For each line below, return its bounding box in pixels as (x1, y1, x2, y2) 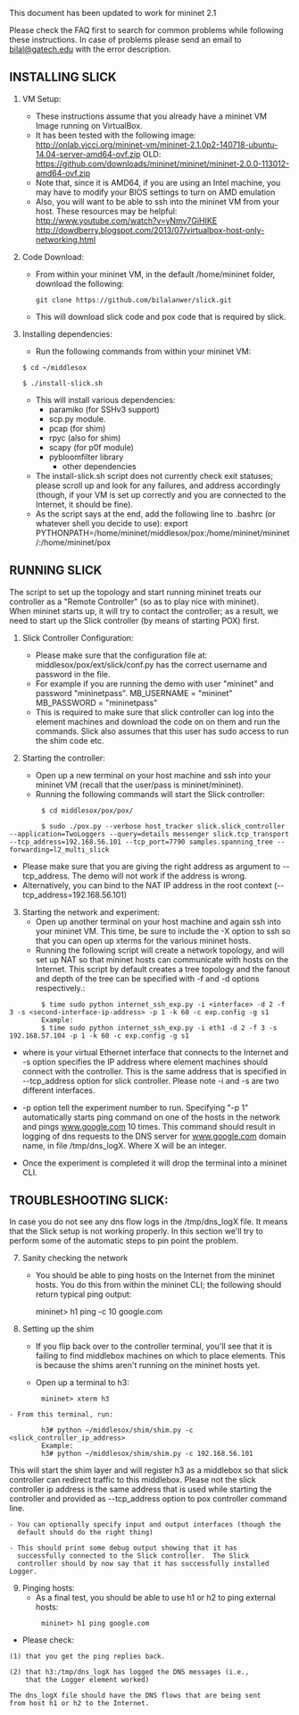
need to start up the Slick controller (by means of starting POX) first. (9, 615, 261, 626)
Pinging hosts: (21, 1583, 76, 1593)
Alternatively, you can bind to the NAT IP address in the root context (21, 879, 272, 890)
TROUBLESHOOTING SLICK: (9, 1193, 169, 1208)
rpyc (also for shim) (48, 433, 121, 443)
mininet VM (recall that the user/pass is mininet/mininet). (35, 779, 244, 790)
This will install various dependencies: (35, 394, 176, 405)
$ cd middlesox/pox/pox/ (41, 806, 134, 815)
